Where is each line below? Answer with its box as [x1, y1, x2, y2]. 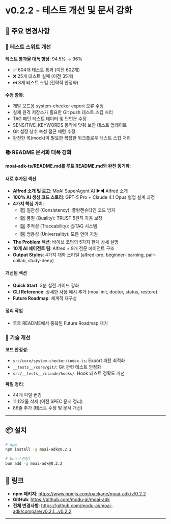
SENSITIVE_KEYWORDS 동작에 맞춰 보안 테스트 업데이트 [12, 122, 127, 128]
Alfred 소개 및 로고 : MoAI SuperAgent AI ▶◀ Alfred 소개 [12, 188, 128, 194]
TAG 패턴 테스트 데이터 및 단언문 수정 [12, 116, 87, 122]
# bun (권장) [5, 456, 31, 461]
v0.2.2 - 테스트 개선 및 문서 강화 [5, 5, 133, 16]
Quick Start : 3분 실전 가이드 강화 [12, 282, 79, 288]
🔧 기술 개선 [5, 334, 31, 341]
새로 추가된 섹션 [5, 175, 37, 181]
